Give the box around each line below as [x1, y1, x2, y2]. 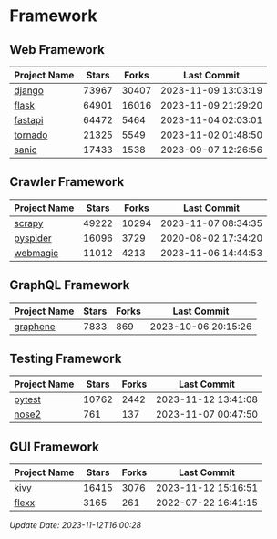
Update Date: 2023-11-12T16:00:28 [9, 520, 142, 531]
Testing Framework [9, 351, 122, 367]
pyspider [14, 232, 52, 244]
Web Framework [9, 42, 105, 57]
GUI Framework [9, 439, 100, 454]
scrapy [14, 216, 44, 229]
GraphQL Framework [9, 277, 130, 293]
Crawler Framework [9, 174, 125, 190]
